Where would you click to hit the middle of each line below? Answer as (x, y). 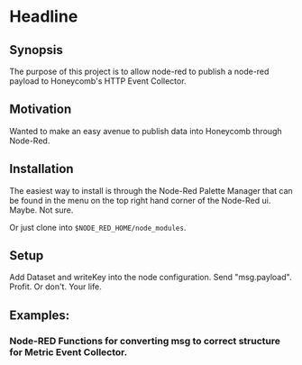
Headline (44, 17)
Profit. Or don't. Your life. (55, 287)
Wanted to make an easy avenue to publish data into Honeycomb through (146, 131)
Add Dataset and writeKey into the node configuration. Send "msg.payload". (151, 278)
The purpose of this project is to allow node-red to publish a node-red (139, 71)
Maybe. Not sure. (41, 210)
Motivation (41, 109)
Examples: (40, 315)
